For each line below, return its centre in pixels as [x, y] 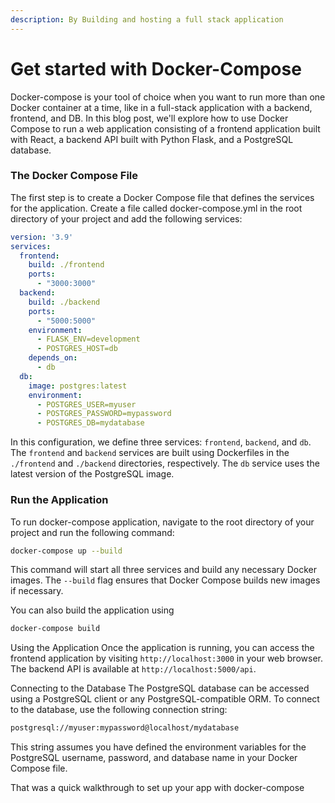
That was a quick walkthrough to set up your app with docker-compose [157, 788]
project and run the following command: [92, 532]
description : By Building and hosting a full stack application [147, 19]
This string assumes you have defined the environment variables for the [158, 747]
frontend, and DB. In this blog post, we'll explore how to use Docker [149, 118]
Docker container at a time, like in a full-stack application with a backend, [161, 107]
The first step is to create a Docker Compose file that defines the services [162, 197]
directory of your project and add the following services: [126, 218]
